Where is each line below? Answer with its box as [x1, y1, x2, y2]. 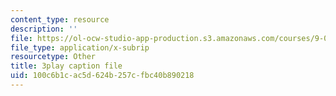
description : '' [10, 24, 78, 34]
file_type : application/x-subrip [10, 42, 150, 53]
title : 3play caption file [10, 61, 123, 71]
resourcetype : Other [10, 52, 97, 62]
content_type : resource [10, 14, 110, 25]
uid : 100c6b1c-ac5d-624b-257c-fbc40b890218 [10, 71, 195, 81]
